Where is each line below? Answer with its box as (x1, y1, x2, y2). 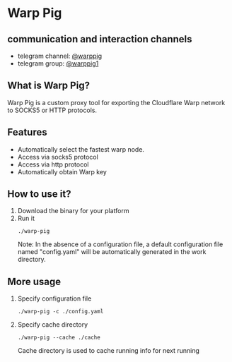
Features (7, 126, 47, 138)
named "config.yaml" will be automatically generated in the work (17, 248, 207, 256)
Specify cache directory (17, 320, 88, 329)
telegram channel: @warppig (17, 52, 103, 60)
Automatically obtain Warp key (17, 167, 108, 176)
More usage (7, 275, 62, 287)
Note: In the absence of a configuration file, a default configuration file (17, 240, 224, 248)
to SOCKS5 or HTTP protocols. (7, 106, 98, 114)
